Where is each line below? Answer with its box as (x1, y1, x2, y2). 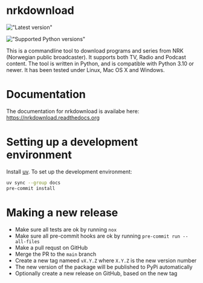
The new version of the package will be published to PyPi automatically (14, 263, 193, 270)
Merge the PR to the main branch (14, 250, 97, 258)
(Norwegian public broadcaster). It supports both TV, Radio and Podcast (6, 53, 186, 60)
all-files (14, 238, 40, 245)
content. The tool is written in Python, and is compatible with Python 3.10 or (6, 60, 195, 67)
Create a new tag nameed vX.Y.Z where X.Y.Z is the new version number (14, 256, 197, 264)
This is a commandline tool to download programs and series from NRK (6, 47, 184, 54)
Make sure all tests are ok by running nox (14, 226, 117, 233)
